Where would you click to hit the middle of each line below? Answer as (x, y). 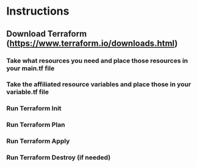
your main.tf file (30, 68)
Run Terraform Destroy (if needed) (59, 158)
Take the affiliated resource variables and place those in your (99, 85)
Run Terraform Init (34, 108)
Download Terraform (47, 34)
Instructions (38, 11)
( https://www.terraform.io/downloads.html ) (92, 43)
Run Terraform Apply (38, 141)
